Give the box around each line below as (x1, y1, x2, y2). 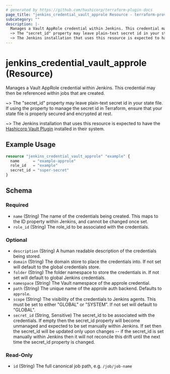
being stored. (13, 253, 41, 259)
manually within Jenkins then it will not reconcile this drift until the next (13, 334, 160, 340)
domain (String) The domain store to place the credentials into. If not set (13, 258, 161, 264)
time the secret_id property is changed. (13, 339, 95, 345)
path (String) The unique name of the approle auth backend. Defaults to (13, 285, 162, 291)
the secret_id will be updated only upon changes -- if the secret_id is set (13, 328, 164, 334)
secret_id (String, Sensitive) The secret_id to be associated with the (13, 312, 155, 318)
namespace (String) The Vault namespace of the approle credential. (13, 280, 151, 286)
